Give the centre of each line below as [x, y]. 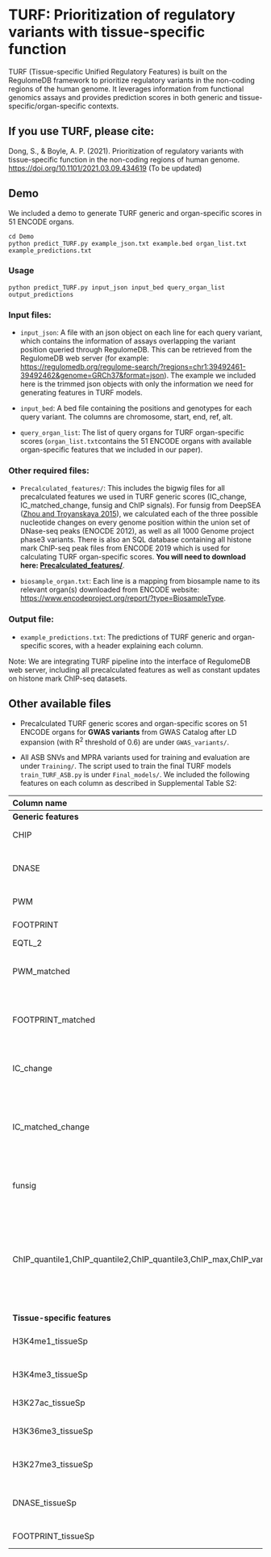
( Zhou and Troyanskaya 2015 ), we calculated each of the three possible [139, 514]
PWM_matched [42, 972]
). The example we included [210, 376]
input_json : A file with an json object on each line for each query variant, [141, 332]
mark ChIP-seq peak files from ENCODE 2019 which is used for [125, 548]
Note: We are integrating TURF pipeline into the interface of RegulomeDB [129, 661]
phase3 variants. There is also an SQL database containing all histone [135, 540]
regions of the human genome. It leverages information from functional [126, 89]
